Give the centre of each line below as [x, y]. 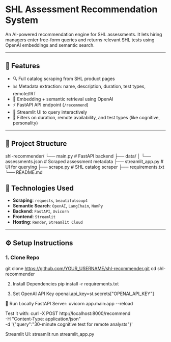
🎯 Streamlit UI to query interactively [50, 112]
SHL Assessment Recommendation [81, 9]
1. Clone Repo [22, 257]
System [22, 20]
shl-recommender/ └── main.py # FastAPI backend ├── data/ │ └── [78, 156]
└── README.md [24, 172]
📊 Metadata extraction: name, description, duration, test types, [79, 86]
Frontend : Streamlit [34, 217]
